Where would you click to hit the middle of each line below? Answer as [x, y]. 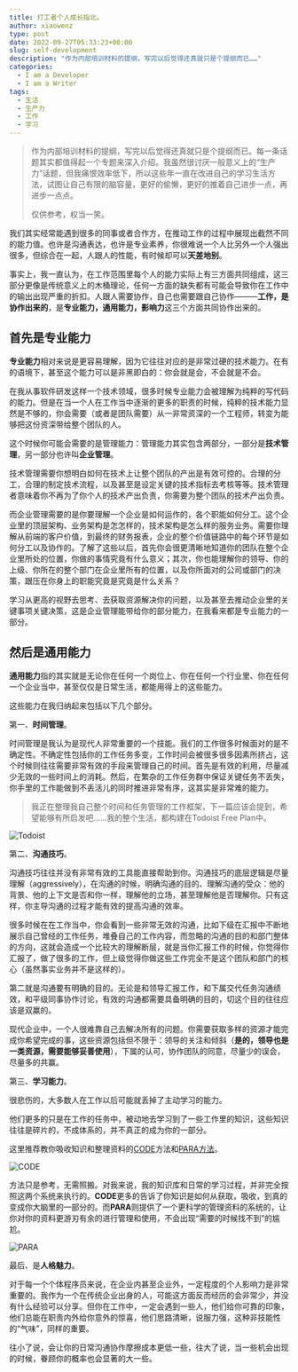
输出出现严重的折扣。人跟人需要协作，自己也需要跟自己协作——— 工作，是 [153, 296]
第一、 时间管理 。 [40, 724]
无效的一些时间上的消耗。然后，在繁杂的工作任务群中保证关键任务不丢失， [153, 777]
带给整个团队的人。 [90, 424]
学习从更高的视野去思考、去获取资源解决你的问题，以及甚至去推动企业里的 [145, 599]
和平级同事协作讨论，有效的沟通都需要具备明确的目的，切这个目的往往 [153, 998]
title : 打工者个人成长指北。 [56, 17]
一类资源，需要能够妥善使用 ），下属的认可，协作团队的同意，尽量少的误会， [147, 1051]
